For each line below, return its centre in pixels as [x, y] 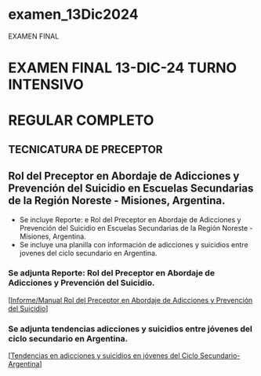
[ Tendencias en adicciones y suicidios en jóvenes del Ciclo [103, 356]
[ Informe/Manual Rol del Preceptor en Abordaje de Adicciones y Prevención [130, 300]
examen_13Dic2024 [73, 15]
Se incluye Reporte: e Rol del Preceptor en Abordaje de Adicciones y [130, 219]
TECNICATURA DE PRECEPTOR [85, 150]
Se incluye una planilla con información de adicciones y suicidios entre [134, 244]
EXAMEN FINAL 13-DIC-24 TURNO [123, 68]
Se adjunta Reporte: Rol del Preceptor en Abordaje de [112, 273]
